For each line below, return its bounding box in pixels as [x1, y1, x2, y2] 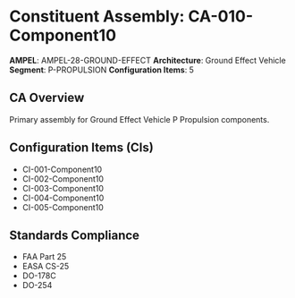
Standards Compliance [9, 227, 140, 243]
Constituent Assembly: [9, 6, 185, 27]
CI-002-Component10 [21, 173, 105, 184]
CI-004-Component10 [21, 192, 105, 203]
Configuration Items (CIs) [9, 140, 154, 156]
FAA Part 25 [21, 251, 67, 262]
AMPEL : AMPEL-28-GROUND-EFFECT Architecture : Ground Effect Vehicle [9, 55, 286, 65]
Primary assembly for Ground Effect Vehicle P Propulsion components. [9, 114, 270, 124]
